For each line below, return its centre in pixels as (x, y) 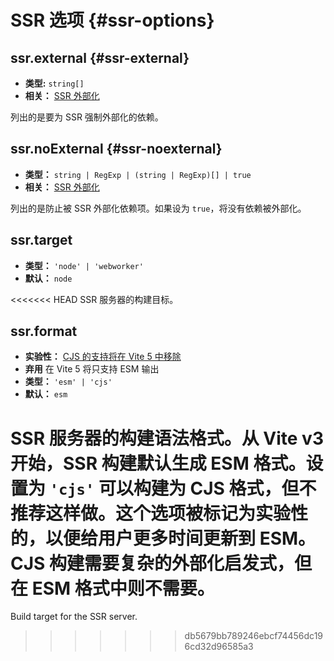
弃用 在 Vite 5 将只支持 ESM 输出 (92, 369)
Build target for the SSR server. (74, 617)
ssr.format (44, 331)
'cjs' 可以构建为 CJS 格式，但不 (183, 488)
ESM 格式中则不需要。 (123, 588)
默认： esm (46, 394)
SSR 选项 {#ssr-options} (112, 20)
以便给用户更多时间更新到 (151, 538)
